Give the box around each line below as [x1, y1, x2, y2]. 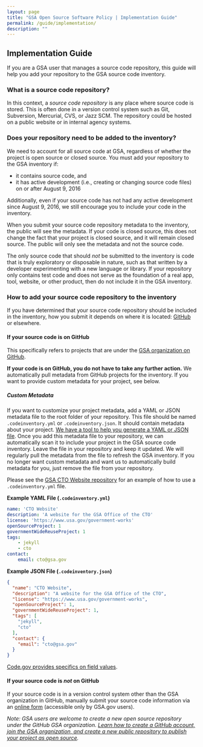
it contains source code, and [15, 172, 87, 179]
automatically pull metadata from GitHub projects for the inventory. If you [7, 371, 189, 378]
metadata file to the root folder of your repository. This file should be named [7, 413, 196, 421]
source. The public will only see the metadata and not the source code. [7, 240, 184, 248]
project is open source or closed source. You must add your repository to [7, 154, 189, 161]
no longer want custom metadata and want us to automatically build [7, 458, 176, 465]
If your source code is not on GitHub [7, 677, 99, 684]
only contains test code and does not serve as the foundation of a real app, [7, 271, 194, 279]
